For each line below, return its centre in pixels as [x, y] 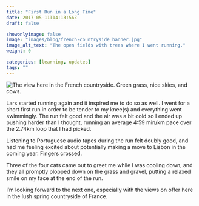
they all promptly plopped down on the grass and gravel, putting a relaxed [99, 171]
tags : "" [17, 67]
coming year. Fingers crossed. [44, 153]
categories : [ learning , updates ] [49, 62]
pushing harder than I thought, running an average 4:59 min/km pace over [99, 122]
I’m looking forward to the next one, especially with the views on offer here [100, 190]
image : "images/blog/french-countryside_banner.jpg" [74, 40]
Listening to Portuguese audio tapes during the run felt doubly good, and [97, 141]
